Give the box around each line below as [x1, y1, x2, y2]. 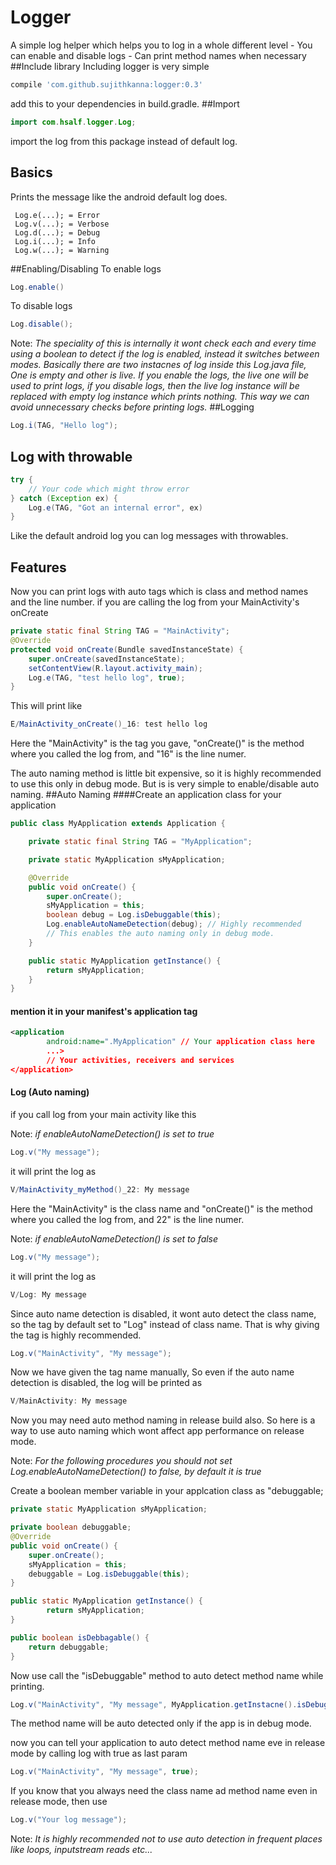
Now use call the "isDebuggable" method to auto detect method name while [10, 1669, 324, 1681]
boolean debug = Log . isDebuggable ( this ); [46, 910, 222, 920]
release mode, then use [10, 1796, 108, 1808]
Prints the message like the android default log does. [10, 191, 228, 203]
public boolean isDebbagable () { [10, 1632, 150, 1643]
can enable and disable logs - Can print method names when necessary [10, 49, 307, 61]
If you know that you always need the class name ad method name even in [10, 1785, 318, 1797]
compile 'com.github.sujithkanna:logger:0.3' [10, 79, 203, 90]
